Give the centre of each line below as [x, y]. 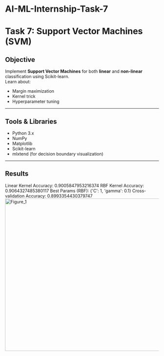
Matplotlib [22, 143]
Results [17, 174]
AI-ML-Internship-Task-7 [57, 9]
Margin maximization [33, 91]
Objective [20, 59]
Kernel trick [24, 97]
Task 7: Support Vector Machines [74, 31]
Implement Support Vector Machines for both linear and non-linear [74, 71]
